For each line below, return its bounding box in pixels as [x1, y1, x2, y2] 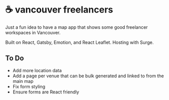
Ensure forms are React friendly [12, 89, 80, 95]
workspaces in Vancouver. [5, 29, 61, 35]
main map [12, 78, 34, 84]
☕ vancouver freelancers [5, 4, 113, 16]
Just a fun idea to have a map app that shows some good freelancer [5, 24, 148, 30]
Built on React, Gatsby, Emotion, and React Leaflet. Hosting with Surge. [5, 39, 154, 45]
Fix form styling [12, 83, 46, 89]
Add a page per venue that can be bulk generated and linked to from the [12, 73, 164, 79]
